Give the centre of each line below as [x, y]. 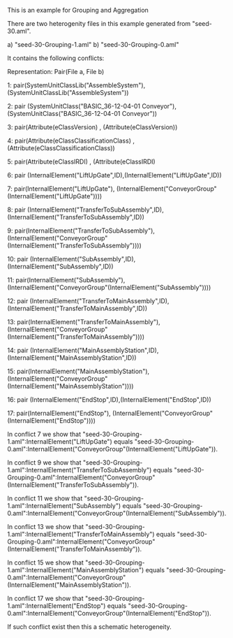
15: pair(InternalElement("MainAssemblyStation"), [78, 371]
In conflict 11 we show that [45, 498]
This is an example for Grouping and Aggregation [78, 10]
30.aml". [19, 31]
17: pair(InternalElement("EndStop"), [59, 413]
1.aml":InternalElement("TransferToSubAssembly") [80, 470]
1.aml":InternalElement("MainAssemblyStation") [76, 570]
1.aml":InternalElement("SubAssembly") [64, 506]
